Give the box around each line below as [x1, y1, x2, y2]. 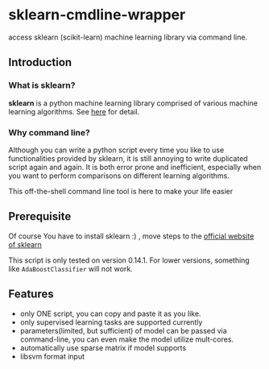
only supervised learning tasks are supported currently [19, 317, 203, 327]
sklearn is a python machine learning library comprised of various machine [8, 98, 258, 108]
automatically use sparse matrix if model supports [19, 342, 187, 352]
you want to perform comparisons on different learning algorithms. [8, 171, 230, 180]
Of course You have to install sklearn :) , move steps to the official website [8, 231, 255, 241]
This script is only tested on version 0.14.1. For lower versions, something [8, 255, 250, 265]
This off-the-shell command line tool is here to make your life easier [8, 186, 234, 196]
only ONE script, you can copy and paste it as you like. [19, 309, 201, 318]
